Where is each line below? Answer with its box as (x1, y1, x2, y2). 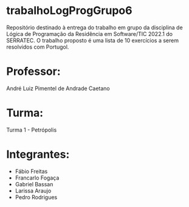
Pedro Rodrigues (15, 193, 58, 201)
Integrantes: (6, 147, 70, 161)
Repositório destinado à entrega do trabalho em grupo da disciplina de (6, 24, 184, 31)
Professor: (6, 65, 61, 79)
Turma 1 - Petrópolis (6, 126, 57, 133)
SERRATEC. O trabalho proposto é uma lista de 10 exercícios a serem (6, 37, 179, 44)
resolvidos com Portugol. (6, 43, 69, 51)
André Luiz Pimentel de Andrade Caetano (6, 85, 111, 92)
